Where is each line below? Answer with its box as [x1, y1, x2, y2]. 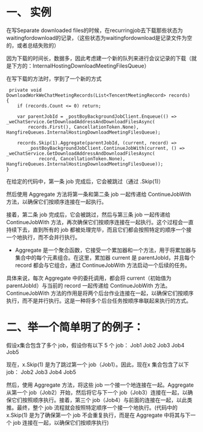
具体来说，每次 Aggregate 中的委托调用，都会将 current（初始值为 [6, 274, 172, 282]
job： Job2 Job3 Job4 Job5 [6, 368, 77, 375]
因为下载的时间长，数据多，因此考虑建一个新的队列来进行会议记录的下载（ [6, 54, 192, 62]
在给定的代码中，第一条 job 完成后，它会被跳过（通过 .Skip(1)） [6, 178, 164, 185]
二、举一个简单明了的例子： [6, 321, 144, 334]
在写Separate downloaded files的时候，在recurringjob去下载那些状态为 [6, 27, 183, 34]
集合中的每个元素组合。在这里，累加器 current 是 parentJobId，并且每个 [14, 254, 195, 261]
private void [8, 87, 42, 93]
